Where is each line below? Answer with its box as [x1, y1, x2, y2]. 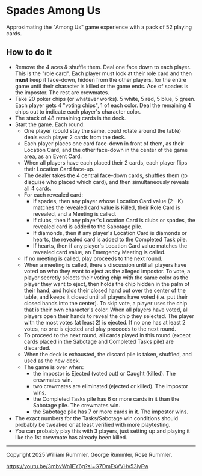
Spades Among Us [6, 4, 101, 17]
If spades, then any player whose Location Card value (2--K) [32, 197, 183, 204]
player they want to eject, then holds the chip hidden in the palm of [23, 280, 190, 287]
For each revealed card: [23, 191, 83, 198]
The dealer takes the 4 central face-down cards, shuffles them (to [23, 172, 188, 179]
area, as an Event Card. [23, 153, 82, 160]
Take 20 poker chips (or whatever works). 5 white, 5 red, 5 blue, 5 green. [14, 95, 196, 102]
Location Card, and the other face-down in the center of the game [23, 146, 188, 153]
